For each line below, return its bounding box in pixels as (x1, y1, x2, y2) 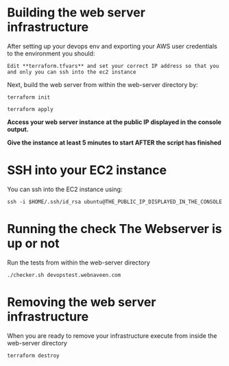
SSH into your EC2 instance (7, 162, 167, 178)
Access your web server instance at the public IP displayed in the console (7, 118, 221, 126)
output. (7, 125, 29, 133)
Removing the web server (7, 295, 156, 310)
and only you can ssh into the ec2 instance (7, 69, 136, 75)
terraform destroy (7, 352, 60, 359)
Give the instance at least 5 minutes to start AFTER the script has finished (7, 138, 221, 147)
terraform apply (7, 106, 53, 112)
